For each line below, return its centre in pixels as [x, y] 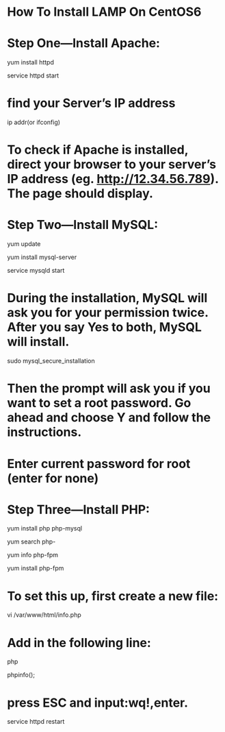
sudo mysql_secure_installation [51, 361]
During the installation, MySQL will [107, 298]
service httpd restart [36, 722]
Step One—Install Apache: [84, 44]
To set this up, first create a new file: [113, 596]
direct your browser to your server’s [112, 164]
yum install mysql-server [42, 257]
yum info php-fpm [32, 555]
